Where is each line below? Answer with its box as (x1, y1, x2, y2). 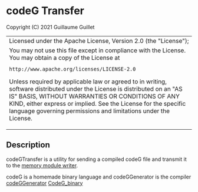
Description (6, 140, 50, 150)
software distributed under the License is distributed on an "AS (9, 85, 183, 93)
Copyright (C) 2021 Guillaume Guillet (6, 23, 95, 31)
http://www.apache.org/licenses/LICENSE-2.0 (9, 66, 136, 72)
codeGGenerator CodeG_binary (6, 179, 83, 186)
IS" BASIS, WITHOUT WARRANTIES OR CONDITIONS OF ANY (9, 92, 180, 100)
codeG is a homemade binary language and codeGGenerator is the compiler (6, 173, 192, 180)
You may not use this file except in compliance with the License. (9, 46, 186, 54)
